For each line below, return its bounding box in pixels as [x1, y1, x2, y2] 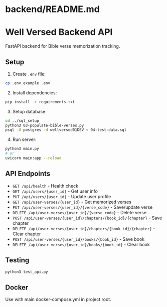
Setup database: [12, 108, 47, 114]
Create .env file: [12, 71, 46, 77]
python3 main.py [5, 146, 39, 151]
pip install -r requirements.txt [5, 99, 75, 104]
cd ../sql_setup [5, 118, 39, 123]
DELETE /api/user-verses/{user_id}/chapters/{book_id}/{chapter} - [12, 225, 155, 231]
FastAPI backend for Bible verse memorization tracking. [5, 43, 120, 49]
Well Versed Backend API [5, 27, 113, 38]
